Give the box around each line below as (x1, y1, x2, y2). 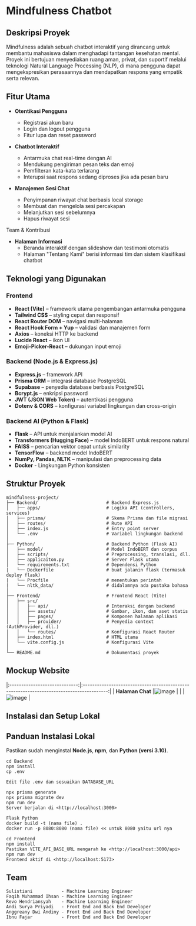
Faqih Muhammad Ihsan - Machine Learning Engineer (6, 893, 133, 899)
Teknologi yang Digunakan (6, 274, 107, 284)
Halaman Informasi (14, 238, 63, 245)
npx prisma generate (6, 789, 57, 795)
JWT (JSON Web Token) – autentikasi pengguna (14, 396, 134, 403)
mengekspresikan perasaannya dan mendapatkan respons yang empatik (6, 69, 182, 75)
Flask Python (6, 815, 38, 821)
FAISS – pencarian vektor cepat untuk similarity (14, 443, 130, 450)
